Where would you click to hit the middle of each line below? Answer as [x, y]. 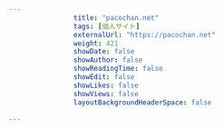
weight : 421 [96, 43]
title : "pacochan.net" [116, 18]
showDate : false [104, 52]
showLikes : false [106, 85]
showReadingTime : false [118, 69]
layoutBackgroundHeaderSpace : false [142, 102]
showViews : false [106, 94]
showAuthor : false [108, 60]
